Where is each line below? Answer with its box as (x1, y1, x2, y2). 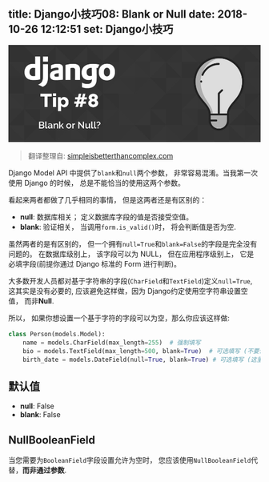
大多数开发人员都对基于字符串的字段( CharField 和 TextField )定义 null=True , (8, 276, 253, 286)
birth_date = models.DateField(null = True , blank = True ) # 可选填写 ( (22, 355, 251, 364)
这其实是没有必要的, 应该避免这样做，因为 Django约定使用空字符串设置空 (8, 287, 248, 296)
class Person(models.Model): (8, 331, 106, 339)
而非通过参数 (22, 465, 65, 475)
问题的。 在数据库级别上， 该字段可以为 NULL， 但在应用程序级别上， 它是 (8, 249, 255, 259)
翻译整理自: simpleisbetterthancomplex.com (27, 151, 174, 161)
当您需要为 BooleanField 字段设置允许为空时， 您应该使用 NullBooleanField (8, 456, 251, 465)
